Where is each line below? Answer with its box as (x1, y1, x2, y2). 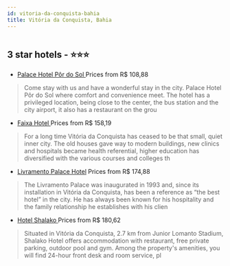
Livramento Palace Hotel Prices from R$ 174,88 (16, 168, 150, 176)
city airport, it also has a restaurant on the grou (23, 106, 157, 114)
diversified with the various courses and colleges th (23, 154, 170, 162)
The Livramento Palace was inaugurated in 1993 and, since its (23, 181, 199, 189)
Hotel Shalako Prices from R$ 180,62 (16, 216, 122, 224)
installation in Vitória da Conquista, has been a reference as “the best (23, 188, 220, 197)
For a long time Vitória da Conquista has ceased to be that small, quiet (23, 132, 223, 141)
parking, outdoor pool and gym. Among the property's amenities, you (23, 244, 220, 252)
